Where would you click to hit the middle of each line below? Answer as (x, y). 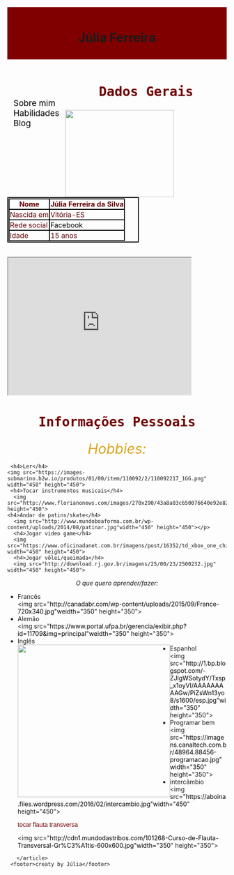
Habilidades (37, 113)
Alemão (28, 618)
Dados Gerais (146, 91)
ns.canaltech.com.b (198, 745)
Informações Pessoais (117, 421)
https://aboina (206, 796)
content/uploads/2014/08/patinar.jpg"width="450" (81, 527)
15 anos (64, 235)
